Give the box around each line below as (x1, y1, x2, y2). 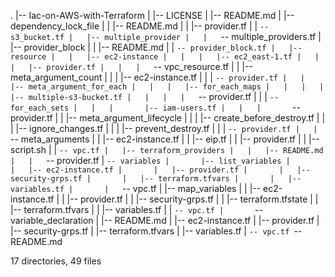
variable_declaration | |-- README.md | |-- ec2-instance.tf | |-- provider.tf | (10, 215, 320, 226)
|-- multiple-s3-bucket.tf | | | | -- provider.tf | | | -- (10, 91, 280, 102)
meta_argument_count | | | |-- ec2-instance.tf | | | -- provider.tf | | (10, 71, 305, 83)
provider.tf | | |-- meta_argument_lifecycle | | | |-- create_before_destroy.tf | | (10, 112, 326, 124)
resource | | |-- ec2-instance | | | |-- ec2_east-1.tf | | (10, 52, 320, 62)
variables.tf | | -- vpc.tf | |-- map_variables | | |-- (10, 183, 262, 194)
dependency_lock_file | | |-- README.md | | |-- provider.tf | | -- (10, 20, 270, 32)
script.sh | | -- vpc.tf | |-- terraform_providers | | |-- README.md (10, 144, 324, 155)
